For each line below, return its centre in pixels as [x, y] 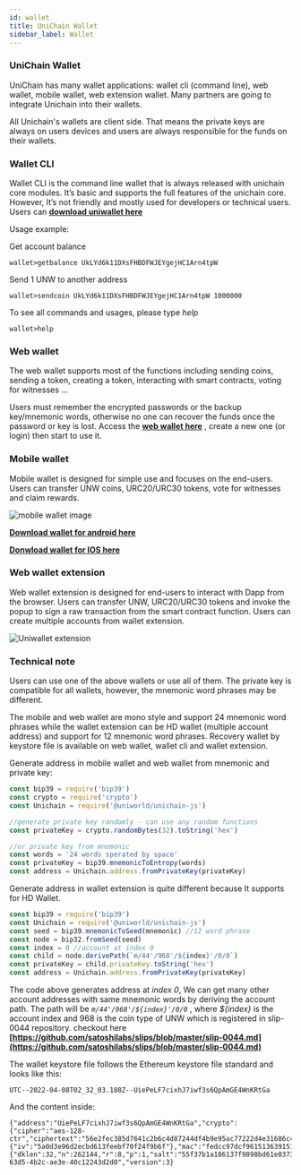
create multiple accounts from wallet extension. [97, 621]
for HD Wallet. [35, 898]
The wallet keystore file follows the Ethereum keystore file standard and [142, 1064]
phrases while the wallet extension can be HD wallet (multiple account [139, 727]
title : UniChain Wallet [54, 26]
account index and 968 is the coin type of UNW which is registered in [138, 1018]
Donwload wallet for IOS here [65, 549]
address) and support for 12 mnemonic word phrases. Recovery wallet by [145, 736]
